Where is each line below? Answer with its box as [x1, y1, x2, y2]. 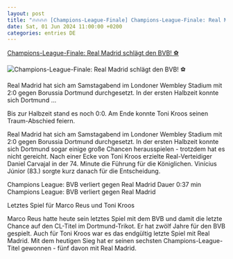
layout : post [7, 10, 45, 17]
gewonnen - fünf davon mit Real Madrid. [21, 244, 137, 253]
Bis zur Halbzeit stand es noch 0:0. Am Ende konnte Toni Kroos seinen [7, 109, 209, 118]
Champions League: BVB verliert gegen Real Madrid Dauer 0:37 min [7, 181, 202, 189]
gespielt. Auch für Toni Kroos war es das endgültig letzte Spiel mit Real [7, 229, 210, 238]
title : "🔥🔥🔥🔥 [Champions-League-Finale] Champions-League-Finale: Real [7, 17, 222, 24]
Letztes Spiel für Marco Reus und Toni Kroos [7, 202, 135, 210]
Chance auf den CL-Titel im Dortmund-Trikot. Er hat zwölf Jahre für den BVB [7, 222, 225, 231]
